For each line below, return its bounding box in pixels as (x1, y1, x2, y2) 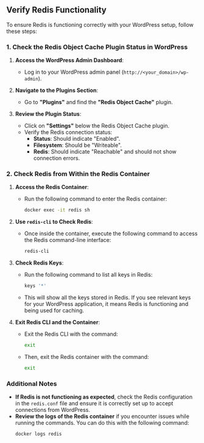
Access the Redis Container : (15, 183, 89, 191)
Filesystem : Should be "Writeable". (33, 141, 122, 149)
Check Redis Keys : (15, 259, 64, 267)
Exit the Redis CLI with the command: (24, 330, 118, 338)
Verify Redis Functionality (6, 5, 107, 15)
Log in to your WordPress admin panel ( (24, 68, 124, 76)
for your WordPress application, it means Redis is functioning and (24, 300, 189, 308)
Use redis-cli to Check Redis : (15, 218, 93, 225)
